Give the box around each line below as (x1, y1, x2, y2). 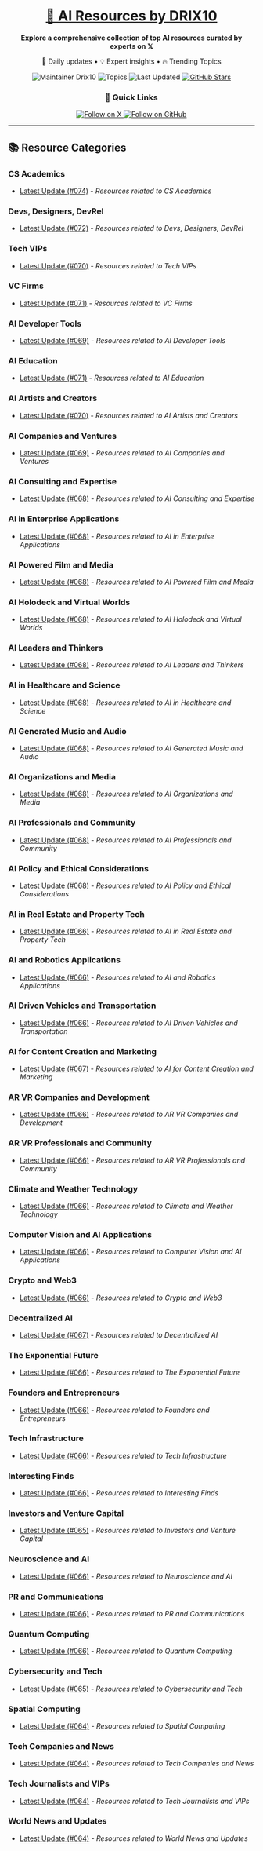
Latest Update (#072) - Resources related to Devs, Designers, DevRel (19, 224, 244, 233)
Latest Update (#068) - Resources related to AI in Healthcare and (19, 698, 232, 707)
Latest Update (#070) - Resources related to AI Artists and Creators (19, 411, 239, 420)
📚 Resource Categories (8, 141, 127, 154)
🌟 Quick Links (105, 92, 158, 103)
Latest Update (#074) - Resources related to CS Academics (19, 186, 212, 195)
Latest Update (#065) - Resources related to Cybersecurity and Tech (19, 1684, 243, 1693)
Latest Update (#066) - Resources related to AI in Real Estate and (19, 926, 232, 936)
